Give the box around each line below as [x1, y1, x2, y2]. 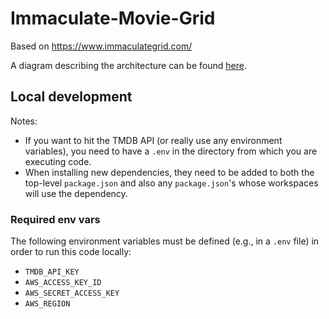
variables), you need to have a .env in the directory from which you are [24, 145, 318, 157]
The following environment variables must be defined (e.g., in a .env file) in [10, 235, 320, 247]
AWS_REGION [24, 299, 71, 309]
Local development [10, 88, 133, 106]
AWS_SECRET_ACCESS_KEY [24, 288, 120, 299]
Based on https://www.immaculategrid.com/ [10, 40, 193, 52]
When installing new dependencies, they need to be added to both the [24, 166, 315, 178]
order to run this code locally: [10, 246, 132, 258]
